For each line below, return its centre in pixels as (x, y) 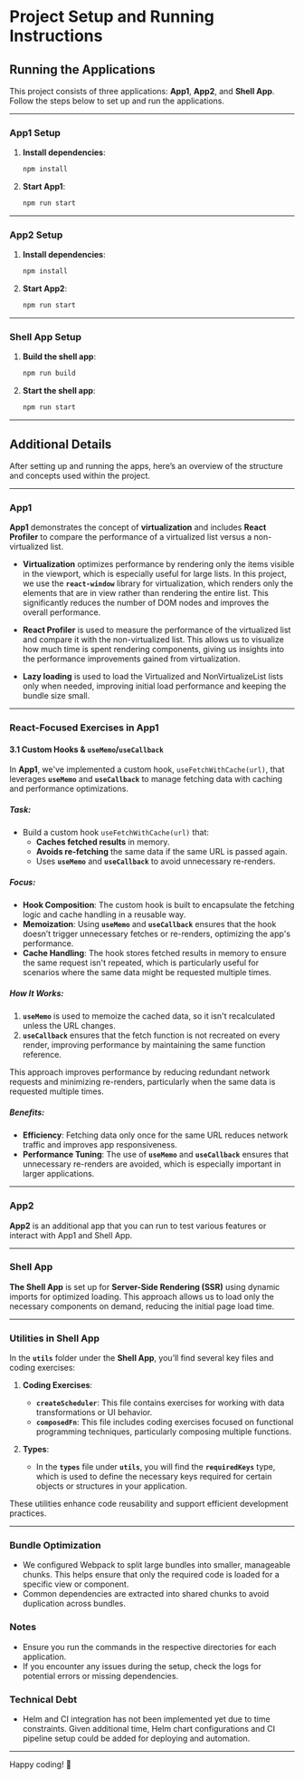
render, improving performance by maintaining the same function (144, 1045)
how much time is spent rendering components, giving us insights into (153, 650)
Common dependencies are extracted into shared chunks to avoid (146, 1594)
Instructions (56, 36)
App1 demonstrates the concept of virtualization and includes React (138, 527)
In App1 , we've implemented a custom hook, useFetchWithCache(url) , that (147, 769)
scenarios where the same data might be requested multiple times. (147, 973)
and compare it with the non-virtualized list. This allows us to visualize (153, 640)
